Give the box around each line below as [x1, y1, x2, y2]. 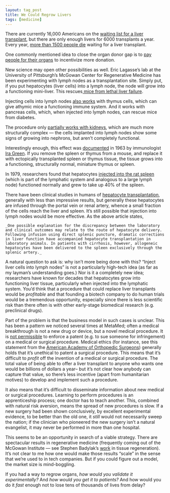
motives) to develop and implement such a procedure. [5, 377, 118, 383]
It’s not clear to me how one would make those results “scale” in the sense [5, 451, 161, 457]
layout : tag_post [5, 7, 42, 13]
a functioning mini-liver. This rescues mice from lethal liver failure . [5, 89, 144, 95]
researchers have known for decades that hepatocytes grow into [5, 275, 141, 281]
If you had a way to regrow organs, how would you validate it [5, 471, 133, 477]
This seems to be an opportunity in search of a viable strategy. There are [5, 434, 158, 441]
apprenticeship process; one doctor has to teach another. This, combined [5, 397, 159, 403]
